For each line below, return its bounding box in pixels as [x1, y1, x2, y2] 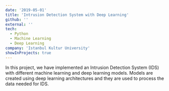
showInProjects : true [5, 50, 52, 55]
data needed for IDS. [5, 80, 49, 87]
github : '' [5, 17, 29, 22]
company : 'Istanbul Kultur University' [5, 45, 90, 51]
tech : [5, 27, 17, 32]
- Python [10, 31, 29, 36]
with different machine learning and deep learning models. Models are [5, 70, 153, 76]
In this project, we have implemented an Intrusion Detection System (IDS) [5, 64, 159, 71]
